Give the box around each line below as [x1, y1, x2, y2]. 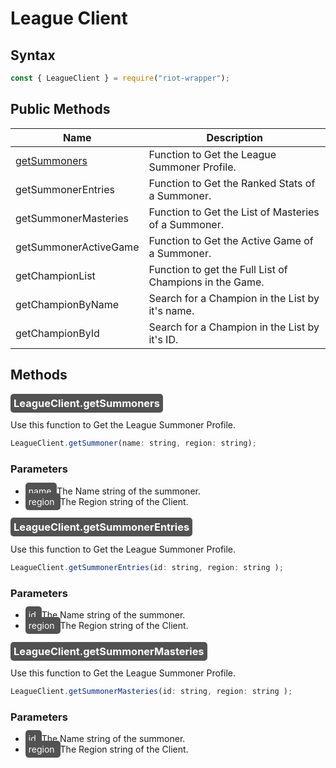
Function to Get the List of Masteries [148, 205, 320, 219]
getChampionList [15, 268, 96, 282]
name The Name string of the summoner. [28, 485, 201, 497]
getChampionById [15, 326, 100, 340]
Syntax [10, 47, 56, 64]
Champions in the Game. [148, 275, 265, 289]
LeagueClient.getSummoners [13, 397, 160, 410]
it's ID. [148, 332, 179, 346]
